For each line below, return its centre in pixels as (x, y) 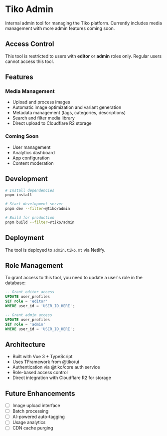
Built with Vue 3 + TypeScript (42, 357)
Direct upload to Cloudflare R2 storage (52, 123)
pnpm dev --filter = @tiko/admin (38, 209)
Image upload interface (36, 406)
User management (31, 147)
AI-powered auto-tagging (38, 417)
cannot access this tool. (30, 61)
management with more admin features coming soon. (60, 28)
